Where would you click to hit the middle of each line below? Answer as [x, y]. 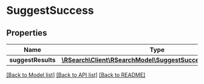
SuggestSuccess [50, 11]
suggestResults [32, 60]
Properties [27, 33]
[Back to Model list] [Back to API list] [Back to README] [76, 75]
